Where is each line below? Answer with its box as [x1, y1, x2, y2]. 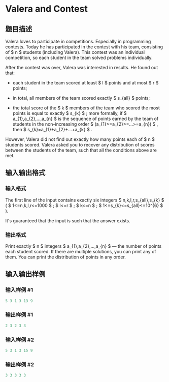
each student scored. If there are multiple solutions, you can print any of [5, 248, 156, 254]
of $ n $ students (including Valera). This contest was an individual [5, 49, 145, 55]
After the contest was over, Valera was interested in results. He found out [5, 65, 158, 70]
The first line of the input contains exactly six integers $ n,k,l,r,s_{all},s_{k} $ [5, 197, 164, 203]
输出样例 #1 [5, 311, 33, 318]
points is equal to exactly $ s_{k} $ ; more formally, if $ [12, 110, 127, 116]
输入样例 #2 [5, 336, 35, 343]
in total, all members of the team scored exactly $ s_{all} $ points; [12, 95, 150, 101]
